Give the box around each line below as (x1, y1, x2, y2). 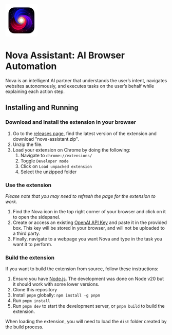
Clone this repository (12, 287, 58, 293)
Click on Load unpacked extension (20, 163, 92, 169)
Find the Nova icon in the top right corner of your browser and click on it (12, 208, 166, 214)
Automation (5, 61, 57, 72)
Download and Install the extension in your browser (5, 119, 137, 126)
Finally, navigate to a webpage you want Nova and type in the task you (12, 235, 163, 242)
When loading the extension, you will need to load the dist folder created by (5, 319, 167, 325)
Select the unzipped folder (20, 169, 77, 175)
